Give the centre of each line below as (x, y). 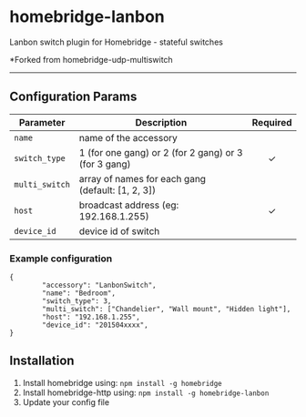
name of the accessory (128, 137)
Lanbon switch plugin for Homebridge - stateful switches (116, 42)
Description (161, 122)
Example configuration (61, 259)
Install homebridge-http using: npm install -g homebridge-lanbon (146, 392)
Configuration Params (73, 97)
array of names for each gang (143, 178)
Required (272, 122)
